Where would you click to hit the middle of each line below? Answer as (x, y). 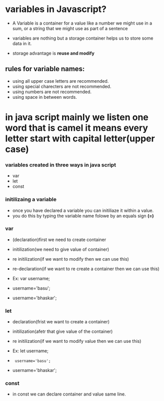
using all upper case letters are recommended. (60, 81)
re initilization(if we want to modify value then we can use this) (77, 341)
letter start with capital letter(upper (80, 138)
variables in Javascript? (56, 9)
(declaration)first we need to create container (59, 240)
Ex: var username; (31, 278)
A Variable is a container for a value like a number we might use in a (82, 23)
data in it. (22, 43)
